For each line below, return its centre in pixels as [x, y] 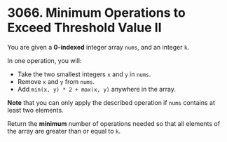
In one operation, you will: [44, 60]
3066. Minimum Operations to [96, 13]
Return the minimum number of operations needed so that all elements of [114, 123]
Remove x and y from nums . [56, 81]
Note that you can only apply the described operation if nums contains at [111, 102]
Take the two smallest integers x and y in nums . [84, 74]
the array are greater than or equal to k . [64, 131]
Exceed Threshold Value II [85, 28]
